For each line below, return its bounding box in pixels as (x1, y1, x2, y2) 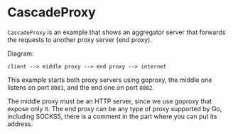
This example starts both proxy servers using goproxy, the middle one (7, 76, 212, 84)
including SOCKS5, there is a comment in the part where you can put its (7, 112, 217, 120)
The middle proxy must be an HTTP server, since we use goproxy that (7, 97, 212, 105)
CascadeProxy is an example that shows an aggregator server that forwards (7, 28, 226, 36)
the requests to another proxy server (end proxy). (7, 35, 153, 43)
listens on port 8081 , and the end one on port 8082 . (7, 83, 155, 91)
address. (7, 119, 33, 128)
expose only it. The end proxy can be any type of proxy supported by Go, (7, 104, 222, 113)
